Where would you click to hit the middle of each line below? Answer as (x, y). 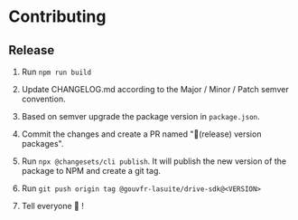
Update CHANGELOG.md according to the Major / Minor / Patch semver (155, 89)
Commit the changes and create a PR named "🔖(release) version (141, 134)
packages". (42, 143)
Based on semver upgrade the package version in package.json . (141, 116)
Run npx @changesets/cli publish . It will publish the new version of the (154, 161)
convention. (43, 99)
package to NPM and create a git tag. (91, 171)
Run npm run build (56, 72)
